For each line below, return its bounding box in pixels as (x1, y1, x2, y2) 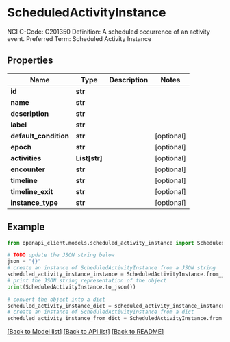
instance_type (10, 197, 58, 207)
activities (10, 153, 42, 162)
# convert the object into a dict (7, 296, 106, 303)
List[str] (75, 153, 103, 162)
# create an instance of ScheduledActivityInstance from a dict (7, 308, 194, 316)
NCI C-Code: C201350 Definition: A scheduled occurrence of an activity (7, 27, 211, 36)
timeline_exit (10, 186, 53, 196)
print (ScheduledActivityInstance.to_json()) (7, 283, 136, 291)
